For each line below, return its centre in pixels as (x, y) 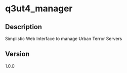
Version (17, 54)
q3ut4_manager (39, 9)
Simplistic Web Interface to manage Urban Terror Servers (63, 38)
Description (23, 27)
